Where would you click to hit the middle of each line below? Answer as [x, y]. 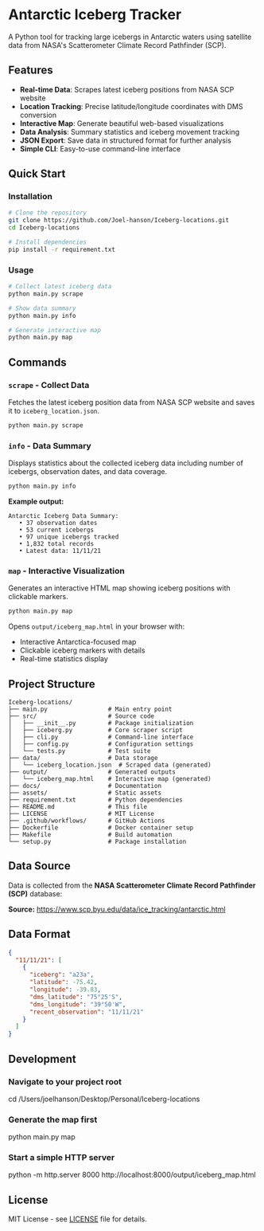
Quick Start [37, 174]
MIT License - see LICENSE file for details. [78, 1219]
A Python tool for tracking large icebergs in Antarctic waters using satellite [130, 37]
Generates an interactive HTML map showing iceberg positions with [119, 588]
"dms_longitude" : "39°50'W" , [78, 1004]
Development [43, 1059]
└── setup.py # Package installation [97, 842]
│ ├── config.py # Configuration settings [101, 744]
